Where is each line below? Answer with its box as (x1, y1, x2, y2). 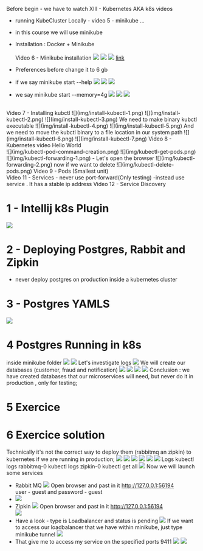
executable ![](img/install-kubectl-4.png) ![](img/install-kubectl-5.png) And (6, 122, 194, 130)
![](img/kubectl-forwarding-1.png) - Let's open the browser (6, 154, 154, 162)
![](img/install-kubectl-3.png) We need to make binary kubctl (44, 116, 198, 123)
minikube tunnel (15, 530, 56, 538)
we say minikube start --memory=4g (15, 91, 108, 98)
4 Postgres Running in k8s (6, 338, 142, 352)
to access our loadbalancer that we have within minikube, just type (15, 523, 183, 531)
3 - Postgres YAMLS (6, 297, 111, 311)
